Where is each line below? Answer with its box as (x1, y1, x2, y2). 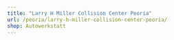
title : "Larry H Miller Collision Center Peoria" (7, 9, 153, 17)
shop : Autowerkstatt (7, 22, 67, 29)
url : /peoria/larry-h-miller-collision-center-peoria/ (7, 16, 168, 23)
